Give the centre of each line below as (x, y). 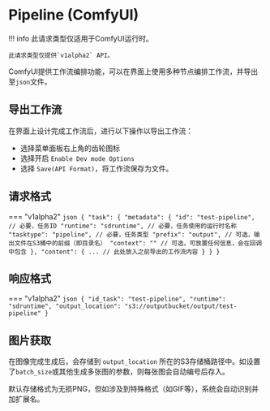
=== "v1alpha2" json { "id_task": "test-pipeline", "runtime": (117, 299)
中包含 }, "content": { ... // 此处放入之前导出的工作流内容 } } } (114, 252)
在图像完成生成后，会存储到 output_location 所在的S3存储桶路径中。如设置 (135, 361)
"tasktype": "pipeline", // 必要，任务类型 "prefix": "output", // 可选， (131, 234)
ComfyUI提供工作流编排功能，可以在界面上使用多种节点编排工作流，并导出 (133, 71)
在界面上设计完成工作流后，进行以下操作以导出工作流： (101, 131)
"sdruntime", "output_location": (65, 306)
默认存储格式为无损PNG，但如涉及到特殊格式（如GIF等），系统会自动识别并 (134, 389)
